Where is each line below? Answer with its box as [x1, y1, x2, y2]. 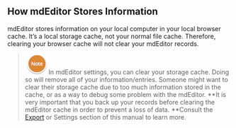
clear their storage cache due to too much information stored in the [24, 83, 221, 91]
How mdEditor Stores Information [7, 6, 158, 18]
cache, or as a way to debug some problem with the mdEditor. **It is [24, 90, 227, 98]
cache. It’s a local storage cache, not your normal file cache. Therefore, [7, 32, 216, 40]
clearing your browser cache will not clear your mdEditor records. [7, 39, 199, 48]
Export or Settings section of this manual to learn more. [24, 112, 186, 121]
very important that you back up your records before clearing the [24, 98, 215, 106]
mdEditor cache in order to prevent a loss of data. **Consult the [24, 105, 213, 114]
